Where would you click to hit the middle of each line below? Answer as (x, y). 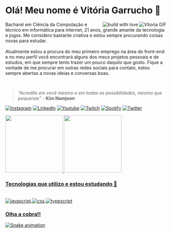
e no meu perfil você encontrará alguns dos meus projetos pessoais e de (82, 57)
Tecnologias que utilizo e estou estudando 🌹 (61, 184)
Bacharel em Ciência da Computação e (46, 24)
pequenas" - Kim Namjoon (46, 98)
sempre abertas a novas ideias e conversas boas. (57, 73)
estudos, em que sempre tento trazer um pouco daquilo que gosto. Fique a (84, 62)
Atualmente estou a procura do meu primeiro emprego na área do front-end (85, 51)
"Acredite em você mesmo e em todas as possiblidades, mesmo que (90, 93)
